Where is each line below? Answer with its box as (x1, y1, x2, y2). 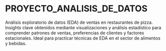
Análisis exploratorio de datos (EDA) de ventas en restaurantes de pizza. (5, 19, 153, 25)
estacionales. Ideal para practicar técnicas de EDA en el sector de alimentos (5, 35, 161, 41)
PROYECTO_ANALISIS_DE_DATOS (5, 3, 148, 14)
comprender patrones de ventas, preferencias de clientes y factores (5, 30, 145, 36)
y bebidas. (5, 40, 27, 46)
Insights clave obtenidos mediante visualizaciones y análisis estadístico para (5, 24, 162, 30)
